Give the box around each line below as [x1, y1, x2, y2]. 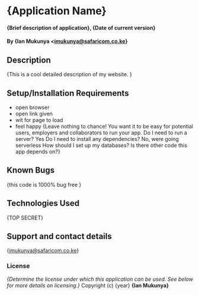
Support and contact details [7, 231, 112, 241]
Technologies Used [7, 198, 79, 209]
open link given [15, 110, 53, 117]
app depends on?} [15, 148, 61, 155]
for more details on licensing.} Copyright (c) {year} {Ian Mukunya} [7, 281, 169, 289]
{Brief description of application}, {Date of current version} [7, 24, 156, 31]
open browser [15, 104, 50, 111]
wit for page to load [15, 117, 63, 123]
